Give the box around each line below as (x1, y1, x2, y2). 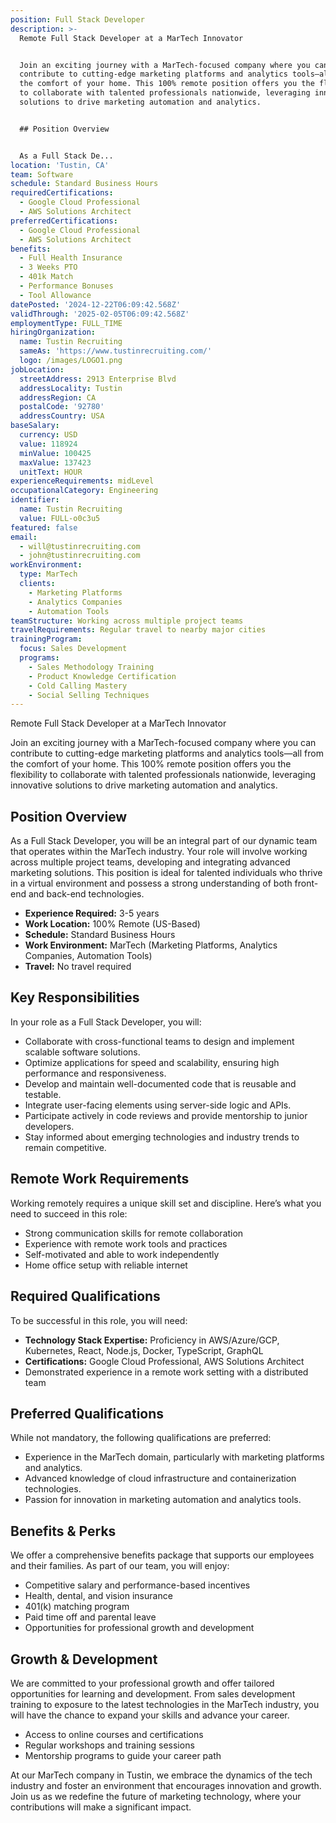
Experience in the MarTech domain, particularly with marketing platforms (24, 1451, 325, 1463)
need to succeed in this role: (10, 1207, 128, 1220)
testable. (24, 1088, 62, 1100)
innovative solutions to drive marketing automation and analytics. (10, 779, 278, 791)
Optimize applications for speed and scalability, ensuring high (24, 1056, 280, 1068)
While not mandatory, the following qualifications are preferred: (10, 1432, 272, 1444)
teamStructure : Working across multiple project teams (10, 616, 244, 626)
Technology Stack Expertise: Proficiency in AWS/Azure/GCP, (24, 1334, 280, 1346)
